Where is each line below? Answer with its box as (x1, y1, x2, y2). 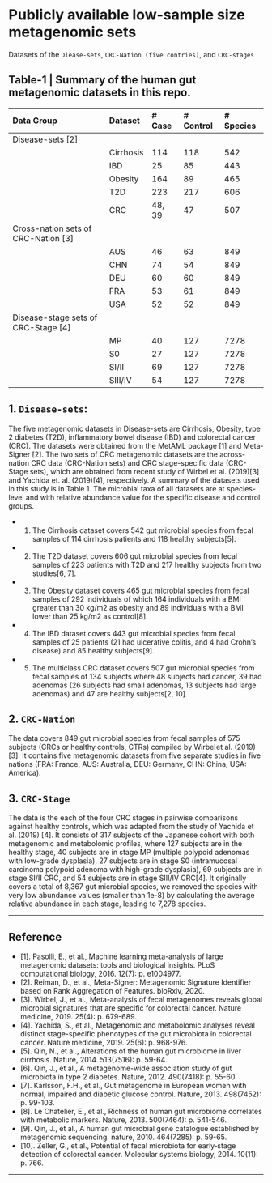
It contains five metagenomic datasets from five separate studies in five (21, 751, 261, 760)
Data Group (12, 115, 58, 126)
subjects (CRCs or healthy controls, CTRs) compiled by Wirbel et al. (8, 743, 233, 752)
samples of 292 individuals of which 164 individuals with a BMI (32, 594, 241, 604)
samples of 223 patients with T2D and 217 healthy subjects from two (32, 560, 261, 569)
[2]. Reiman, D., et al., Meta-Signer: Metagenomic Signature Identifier (19, 977, 252, 987)
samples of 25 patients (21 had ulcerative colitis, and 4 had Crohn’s (32, 637, 257, 647)
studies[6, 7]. (32, 568, 77, 578)
